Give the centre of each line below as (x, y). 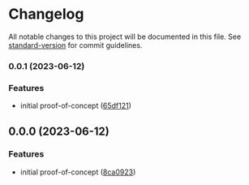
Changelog (46, 14)
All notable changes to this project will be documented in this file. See (125, 37)
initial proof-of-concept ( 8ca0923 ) (78, 172)
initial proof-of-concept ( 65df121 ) (76, 105)
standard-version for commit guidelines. (75, 45)
